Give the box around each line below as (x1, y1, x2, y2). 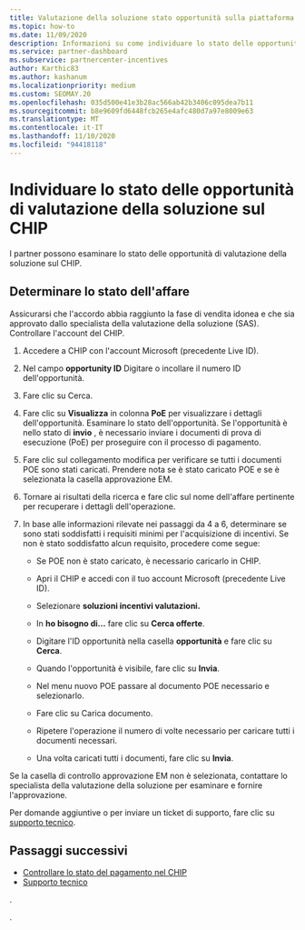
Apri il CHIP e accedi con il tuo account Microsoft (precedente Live (35, 573, 286, 584)
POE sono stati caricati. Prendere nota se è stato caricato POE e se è (22, 464, 280, 475)
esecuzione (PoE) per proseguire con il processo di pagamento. (22, 436, 261, 447)
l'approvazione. (9, 789, 68, 800)
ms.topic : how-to (9, 22, 75, 31)
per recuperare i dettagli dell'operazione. (22, 501, 176, 512)
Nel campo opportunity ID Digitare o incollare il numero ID (22, 363, 241, 374)
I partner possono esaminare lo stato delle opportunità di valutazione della (9, 247, 288, 259)
